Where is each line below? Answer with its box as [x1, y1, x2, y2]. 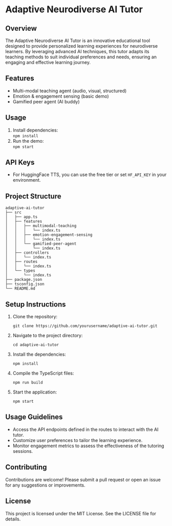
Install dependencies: [12, 127, 58, 133]
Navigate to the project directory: [12, 333, 83, 339]
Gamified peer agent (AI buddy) [12, 98, 80, 104]
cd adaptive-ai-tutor [12, 342, 59, 347]
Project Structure [5, 192, 61, 201]
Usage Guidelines [5, 413, 63, 422]
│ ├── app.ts [5, 214, 38, 220]
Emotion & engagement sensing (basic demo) [12, 93, 109, 99]
